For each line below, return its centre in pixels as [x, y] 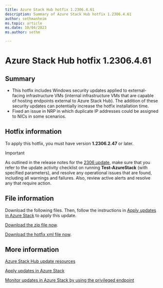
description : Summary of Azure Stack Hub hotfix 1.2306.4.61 [68, 14]
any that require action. [28, 183]
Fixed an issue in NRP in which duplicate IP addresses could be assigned [85, 111]
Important [15, 153]
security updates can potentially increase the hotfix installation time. [81, 106]
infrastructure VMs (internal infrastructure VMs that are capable [90, 95]
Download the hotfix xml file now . [38, 234]
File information [30, 198]
